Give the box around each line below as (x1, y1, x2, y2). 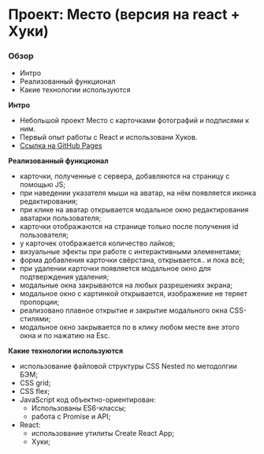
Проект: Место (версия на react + (8, 6, 240, 24)
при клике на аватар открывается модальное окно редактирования (19, 205, 249, 215)
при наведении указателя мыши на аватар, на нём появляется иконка (19, 188, 257, 198)
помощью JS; (19, 180, 66, 189)
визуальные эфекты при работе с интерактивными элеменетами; (19, 247, 242, 257)
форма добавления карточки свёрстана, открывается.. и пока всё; (19, 255, 245, 265)
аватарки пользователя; (19, 213, 102, 223)
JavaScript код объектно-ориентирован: (19, 395, 156, 404)
